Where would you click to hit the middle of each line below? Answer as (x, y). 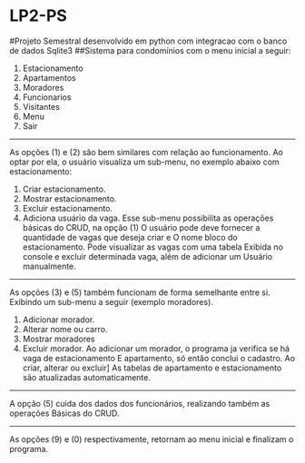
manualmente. (49, 266)
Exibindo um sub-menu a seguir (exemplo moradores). (111, 301)
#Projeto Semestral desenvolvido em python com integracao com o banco (148, 41)
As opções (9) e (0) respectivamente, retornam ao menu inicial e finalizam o (152, 439)
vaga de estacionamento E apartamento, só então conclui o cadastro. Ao (159, 358)
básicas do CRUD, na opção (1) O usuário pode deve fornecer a (141, 227)
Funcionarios (47, 97)
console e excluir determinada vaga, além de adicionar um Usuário (148, 256)
